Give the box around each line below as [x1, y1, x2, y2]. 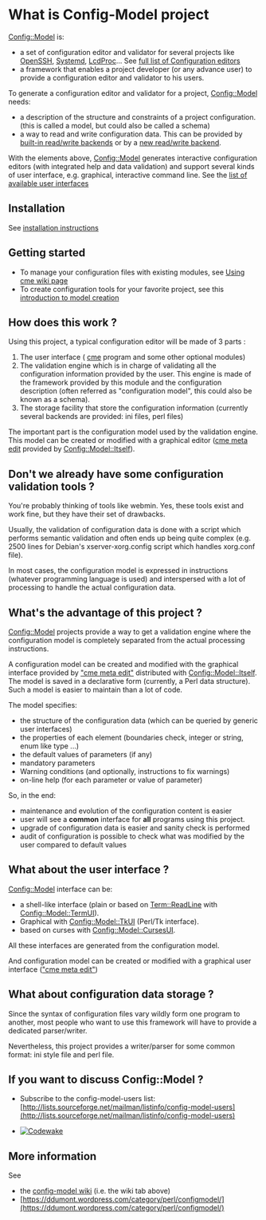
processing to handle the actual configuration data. [8, 582, 177, 592]
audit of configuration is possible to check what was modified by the [19, 831, 245, 841]
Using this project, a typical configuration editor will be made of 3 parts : [8, 337, 246, 346]
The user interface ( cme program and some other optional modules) [19, 353, 246, 362]
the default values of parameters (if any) [19, 750, 153, 759]
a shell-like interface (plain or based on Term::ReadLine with [19, 899, 217, 909]
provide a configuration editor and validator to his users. [19, 73, 205, 82]
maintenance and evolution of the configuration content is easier [19, 806, 233, 815]
